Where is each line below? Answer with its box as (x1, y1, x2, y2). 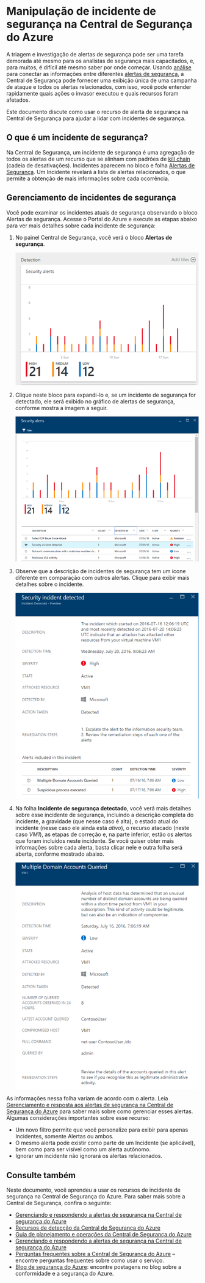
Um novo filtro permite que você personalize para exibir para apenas (15, 1126, 189, 1133)
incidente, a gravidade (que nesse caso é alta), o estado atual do (15, 817, 179, 825)
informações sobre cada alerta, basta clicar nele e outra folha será (15, 843, 183, 851)
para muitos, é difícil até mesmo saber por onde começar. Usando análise (6, 63, 192, 71)
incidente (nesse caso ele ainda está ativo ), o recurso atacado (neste (15, 824, 190, 831)
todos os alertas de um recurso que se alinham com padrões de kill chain (6, 155, 190, 162)
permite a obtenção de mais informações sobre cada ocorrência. (6, 175, 170, 182)
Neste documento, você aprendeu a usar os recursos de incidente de (6, 1186, 181, 1194)
